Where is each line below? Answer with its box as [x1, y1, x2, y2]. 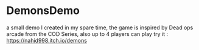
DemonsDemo [6, 4, 80, 18]
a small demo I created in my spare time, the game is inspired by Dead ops [6, 24, 194, 31]
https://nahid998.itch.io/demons [6, 37, 87, 44]
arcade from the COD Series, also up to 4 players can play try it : [6, 30, 169, 37]
